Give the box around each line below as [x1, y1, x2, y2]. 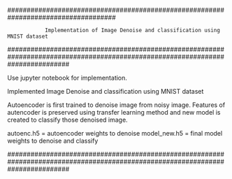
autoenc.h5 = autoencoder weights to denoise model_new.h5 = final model [7, 129, 223, 137]
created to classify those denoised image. [7, 115, 128, 124]
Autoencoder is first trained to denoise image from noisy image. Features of [7, 101, 226, 109]
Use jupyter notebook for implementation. [7, 73, 128, 82]
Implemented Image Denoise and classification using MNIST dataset [7, 87, 204, 95]
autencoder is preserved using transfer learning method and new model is [7, 108, 221, 116]
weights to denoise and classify [7, 136, 99, 145]
